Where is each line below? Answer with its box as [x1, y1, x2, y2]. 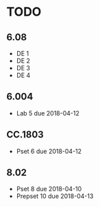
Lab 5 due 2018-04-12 [16, 109, 79, 117]
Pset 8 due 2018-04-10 [16, 185, 82, 193]
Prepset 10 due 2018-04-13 [16, 192, 94, 200]
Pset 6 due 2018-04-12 [16, 147, 82, 155]
